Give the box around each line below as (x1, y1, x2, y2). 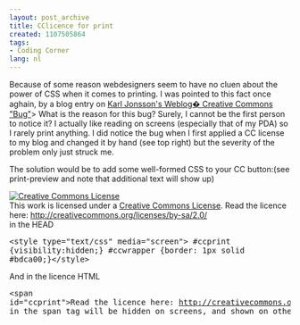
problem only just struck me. (9, 146, 114, 157)
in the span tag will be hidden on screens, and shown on (9, 306, 269, 316)
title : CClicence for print (9, 21, 114, 30)
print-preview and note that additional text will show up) (9, 173, 215, 184)
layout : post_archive (9, 12, 90, 22)
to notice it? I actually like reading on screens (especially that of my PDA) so (9, 118, 288, 129)
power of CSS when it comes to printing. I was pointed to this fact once (9, 88, 271, 99)
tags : (9, 37, 29, 47)
